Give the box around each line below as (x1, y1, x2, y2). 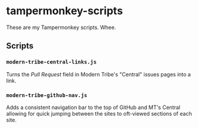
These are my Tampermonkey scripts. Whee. (6, 24, 117, 31)
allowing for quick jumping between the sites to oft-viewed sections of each (6, 110, 192, 117)
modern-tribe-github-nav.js (6, 92, 87, 98)
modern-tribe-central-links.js (6, 59, 97, 66)
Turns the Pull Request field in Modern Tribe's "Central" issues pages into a (6, 71, 191, 78)
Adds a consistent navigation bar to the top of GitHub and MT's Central (6, 104, 180, 111)
